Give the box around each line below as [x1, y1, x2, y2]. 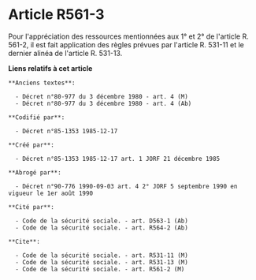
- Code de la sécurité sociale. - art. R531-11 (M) [15, 251, 189, 259]
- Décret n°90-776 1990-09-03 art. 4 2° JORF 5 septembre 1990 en [15, 182, 238, 190]
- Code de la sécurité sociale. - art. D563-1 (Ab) [15, 217, 189, 225]
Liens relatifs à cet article [8, 63, 93, 73]
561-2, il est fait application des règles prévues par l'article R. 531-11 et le [8, 39, 244, 49]
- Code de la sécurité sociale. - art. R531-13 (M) [15, 258, 189, 266]
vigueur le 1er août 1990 [8, 189, 93, 197]
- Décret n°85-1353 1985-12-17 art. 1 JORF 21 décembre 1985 [15, 155, 221, 162]
